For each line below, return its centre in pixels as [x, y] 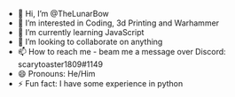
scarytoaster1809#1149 [60, 64]
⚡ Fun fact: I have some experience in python [100, 83]
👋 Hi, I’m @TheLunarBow [63, 14]
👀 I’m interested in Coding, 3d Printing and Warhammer [118, 23]
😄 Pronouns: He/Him [56, 74]
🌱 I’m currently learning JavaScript [81, 32]
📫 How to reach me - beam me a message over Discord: [121, 52]
